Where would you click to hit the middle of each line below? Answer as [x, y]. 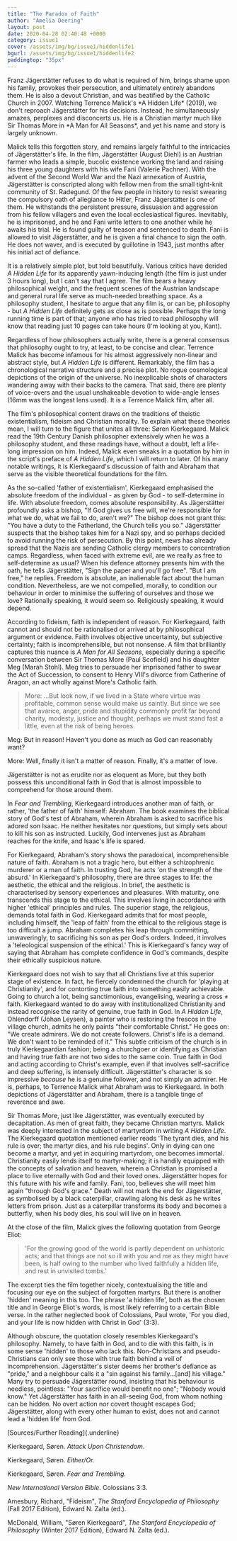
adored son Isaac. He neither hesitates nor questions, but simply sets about [117, 825]
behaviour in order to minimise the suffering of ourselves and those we [111, 593]
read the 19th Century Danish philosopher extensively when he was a [108, 436]
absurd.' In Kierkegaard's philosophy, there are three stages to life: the [110, 877]
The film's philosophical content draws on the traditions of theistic [104, 413]
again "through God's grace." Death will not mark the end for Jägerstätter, [115, 1190]
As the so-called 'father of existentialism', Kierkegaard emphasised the [110, 487]
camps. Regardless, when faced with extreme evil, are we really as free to [115, 555]
